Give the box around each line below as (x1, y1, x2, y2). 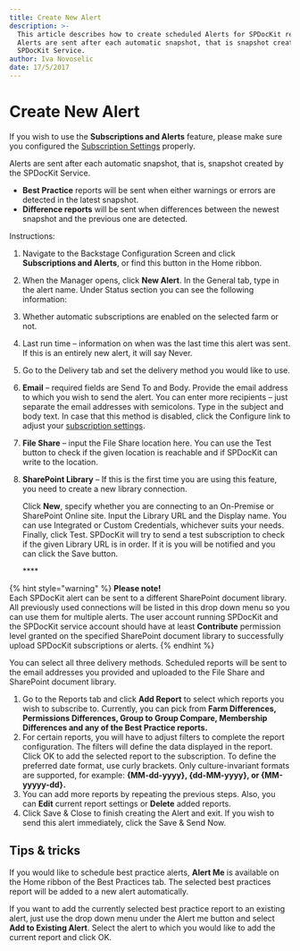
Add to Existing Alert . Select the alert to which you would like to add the (9, 922, 276, 933)
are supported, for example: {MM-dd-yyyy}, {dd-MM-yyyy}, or (21, 769, 260, 780)
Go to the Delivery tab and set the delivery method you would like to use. (21, 364, 290, 376)
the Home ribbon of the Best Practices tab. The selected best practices (9, 876, 271, 887)
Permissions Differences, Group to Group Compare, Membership (21, 712, 268, 723)
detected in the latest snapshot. (21, 194, 139, 205)
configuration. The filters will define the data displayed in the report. (21, 741, 273, 751)
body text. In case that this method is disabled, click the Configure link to (21, 411, 291, 421)
